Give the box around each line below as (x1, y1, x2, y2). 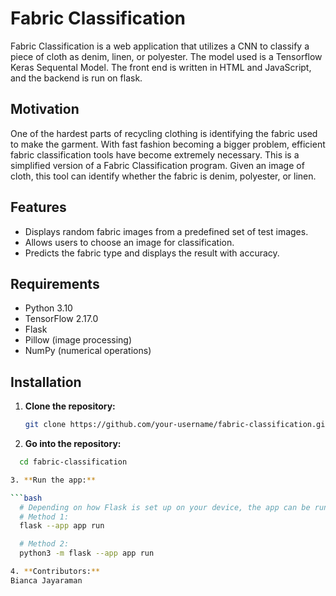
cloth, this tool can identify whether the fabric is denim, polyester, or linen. (10, 170, 317, 182)
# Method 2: (19, 539, 70, 549)
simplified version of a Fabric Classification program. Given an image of (10, 159, 305, 171)
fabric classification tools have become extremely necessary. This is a (10, 148, 300, 161)
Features (10, 199, 67, 216)
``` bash (10, 493, 43, 503)
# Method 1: (19, 512, 70, 522)
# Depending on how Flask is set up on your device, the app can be (19, 502, 311, 512)
